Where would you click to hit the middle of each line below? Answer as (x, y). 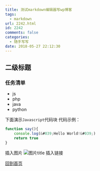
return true (26, 138)
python (19, 109)
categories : (17, 37)
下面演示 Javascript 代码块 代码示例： (43, 120)
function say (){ (22, 129)
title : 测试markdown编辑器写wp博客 (39, 10)
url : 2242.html (21, 23)
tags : (11, 14)
